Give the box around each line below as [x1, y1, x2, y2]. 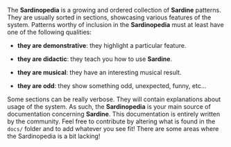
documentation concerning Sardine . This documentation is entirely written [7, 110, 221, 118]
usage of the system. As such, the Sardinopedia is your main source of [7, 103, 212, 110]
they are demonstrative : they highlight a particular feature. [17, 42, 187, 49]
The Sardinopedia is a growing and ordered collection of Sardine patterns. [7, 6, 221, 14]
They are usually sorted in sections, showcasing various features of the [7, 13, 212, 21]
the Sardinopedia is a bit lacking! [7, 132, 101, 140]
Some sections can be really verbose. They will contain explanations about [7, 95, 221, 103]
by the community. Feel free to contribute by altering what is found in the [7, 117, 216, 126]
